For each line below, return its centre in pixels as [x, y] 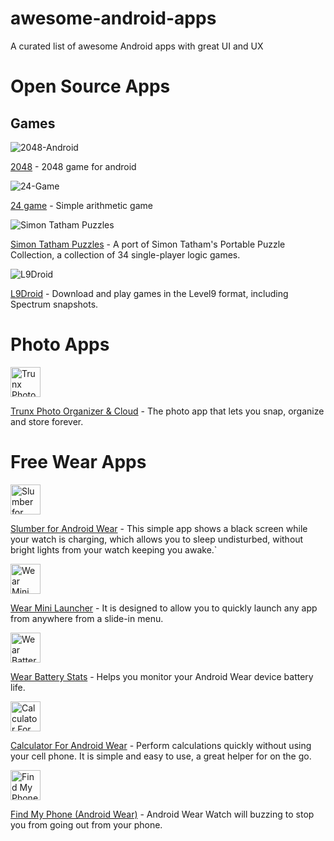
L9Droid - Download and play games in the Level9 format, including [149, 293]
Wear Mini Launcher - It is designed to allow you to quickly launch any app [164, 608]
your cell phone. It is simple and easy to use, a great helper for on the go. [161, 756]
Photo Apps [60, 344]
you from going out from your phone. [86, 824]
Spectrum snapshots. [54, 304]
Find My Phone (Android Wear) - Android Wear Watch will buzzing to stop [162, 814]
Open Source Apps [90, 86]
